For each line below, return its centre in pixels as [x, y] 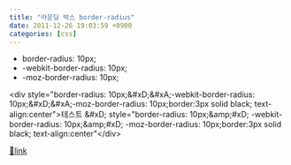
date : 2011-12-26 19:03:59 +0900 [71, 26]
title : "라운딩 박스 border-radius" [72, 17]
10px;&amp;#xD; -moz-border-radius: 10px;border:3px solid [172, 124]
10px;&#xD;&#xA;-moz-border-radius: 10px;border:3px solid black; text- [141, 104]
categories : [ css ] [43, 34]
